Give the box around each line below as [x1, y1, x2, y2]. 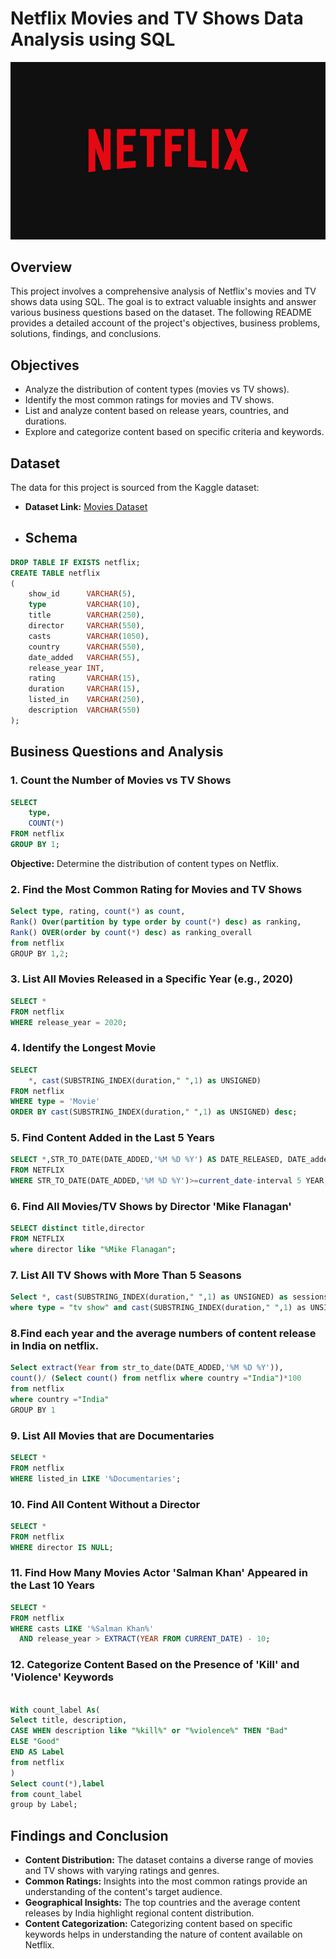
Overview [10, 258, 73, 276]
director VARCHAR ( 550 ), [28, 621, 145, 631]
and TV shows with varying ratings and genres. [24, 1865, 220, 1877]
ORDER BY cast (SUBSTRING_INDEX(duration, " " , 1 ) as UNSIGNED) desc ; [10, 1107, 298, 1117]
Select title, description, [10, 1715, 128, 1726]
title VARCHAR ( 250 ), [28, 610, 145, 621]
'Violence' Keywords [10, 1670, 114, 1684]
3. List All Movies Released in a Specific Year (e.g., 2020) [10, 972, 294, 986]
